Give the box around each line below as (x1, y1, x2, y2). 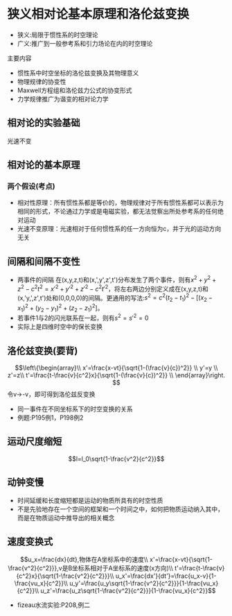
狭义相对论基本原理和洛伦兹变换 (7, 6, 190, 22)
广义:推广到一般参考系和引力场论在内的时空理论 (17, 39, 153, 47)
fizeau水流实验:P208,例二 (17, 601, 91, 609)
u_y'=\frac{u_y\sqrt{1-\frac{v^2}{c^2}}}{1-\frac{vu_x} (69, 579, 219, 588)
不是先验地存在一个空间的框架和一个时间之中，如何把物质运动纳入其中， (17, 504, 224, 513)
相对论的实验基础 (7, 117, 80, 129)
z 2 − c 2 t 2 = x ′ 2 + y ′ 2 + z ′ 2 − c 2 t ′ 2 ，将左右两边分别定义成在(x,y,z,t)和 (17, 283, 209, 293)
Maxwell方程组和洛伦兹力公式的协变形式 (17, 86, 133, 94)
